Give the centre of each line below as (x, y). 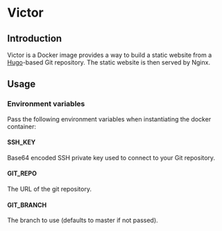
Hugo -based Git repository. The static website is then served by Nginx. (109, 62)
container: (22, 126)
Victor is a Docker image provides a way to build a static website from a (110, 55)
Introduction (35, 38)
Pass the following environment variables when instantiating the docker (109, 119)
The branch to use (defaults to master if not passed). (83, 221)
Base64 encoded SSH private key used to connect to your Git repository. (111, 157)
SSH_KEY (22, 142)
